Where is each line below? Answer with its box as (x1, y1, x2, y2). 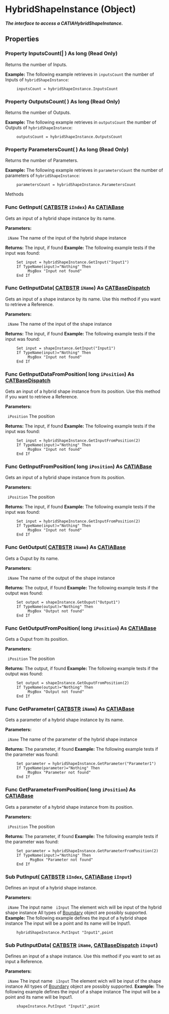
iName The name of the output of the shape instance (7, 575, 115, 581)
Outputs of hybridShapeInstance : (5, 125, 73, 131)
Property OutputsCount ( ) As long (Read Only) (5, 98, 120, 105)
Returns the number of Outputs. (5, 109, 71, 115)
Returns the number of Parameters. (5, 157, 78, 163)
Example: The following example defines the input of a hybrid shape (5, 915, 147, 921)
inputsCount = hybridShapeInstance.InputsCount (16, 86, 118, 91)
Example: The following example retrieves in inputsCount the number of (5, 71, 154, 77)
